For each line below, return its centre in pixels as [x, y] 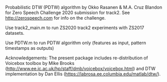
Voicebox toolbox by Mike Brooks [40, 63]
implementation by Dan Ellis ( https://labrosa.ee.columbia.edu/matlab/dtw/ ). [83, 74]
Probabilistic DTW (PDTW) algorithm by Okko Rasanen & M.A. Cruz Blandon [84, 7]
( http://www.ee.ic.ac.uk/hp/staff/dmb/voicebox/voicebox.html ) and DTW [80, 68]
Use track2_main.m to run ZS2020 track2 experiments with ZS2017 [75, 28]
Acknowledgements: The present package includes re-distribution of [77, 58]
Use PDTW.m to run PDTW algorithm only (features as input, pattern [76, 43]
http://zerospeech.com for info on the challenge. [56, 18]
